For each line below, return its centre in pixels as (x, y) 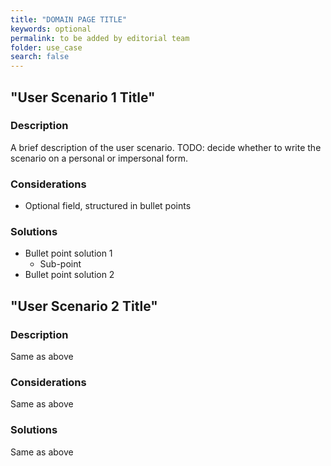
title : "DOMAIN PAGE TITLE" (69, 19)
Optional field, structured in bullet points (108, 206)
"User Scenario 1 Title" (83, 97)
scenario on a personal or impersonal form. (99, 158)
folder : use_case (46, 47)
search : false (40, 57)
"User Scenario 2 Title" (84, 306)
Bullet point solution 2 (69, 275)
